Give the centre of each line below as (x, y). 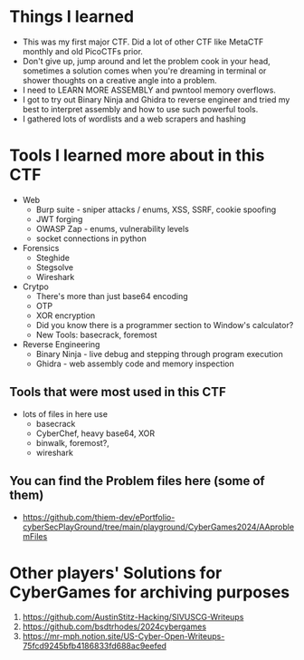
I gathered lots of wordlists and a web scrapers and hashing (134, 119)
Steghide (53, 257)
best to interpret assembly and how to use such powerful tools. (140, 109)
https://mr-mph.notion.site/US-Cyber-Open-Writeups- (123, 636)
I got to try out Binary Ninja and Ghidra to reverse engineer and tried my (156, 99)
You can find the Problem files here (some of (137, 481)
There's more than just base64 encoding (112, 296)
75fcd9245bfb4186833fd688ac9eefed (95, 646)
